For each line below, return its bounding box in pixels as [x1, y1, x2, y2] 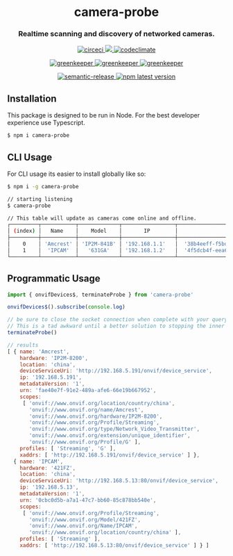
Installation [7, 92, 57, 104]
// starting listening [7, 195, 73, 202]
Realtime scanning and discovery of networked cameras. [18, 29, 215, 39]
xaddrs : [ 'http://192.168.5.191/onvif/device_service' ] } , [19, 451, 200, 459]
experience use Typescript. [7, 119, 85, 127]
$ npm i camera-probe [7, 132, 70, 139]
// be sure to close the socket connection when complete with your [7, 316, 209, 323]
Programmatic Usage [7, 272, 101, 285]
